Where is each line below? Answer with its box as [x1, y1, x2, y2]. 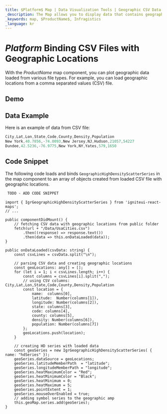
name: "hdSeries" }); [5, 352, 50, 357]
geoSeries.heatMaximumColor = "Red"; [14, 369, 92, 375]
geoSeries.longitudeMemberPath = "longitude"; [14, 365, 112, 370]
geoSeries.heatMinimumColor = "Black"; [14, 374, 97, 379]
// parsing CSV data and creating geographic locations [14, 261, 133, 266]
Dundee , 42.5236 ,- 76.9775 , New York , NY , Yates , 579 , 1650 [5, 144, 117, 149]
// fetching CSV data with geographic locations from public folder [14, 221, 159, 226]
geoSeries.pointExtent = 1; [14, 387, 72, 392]
